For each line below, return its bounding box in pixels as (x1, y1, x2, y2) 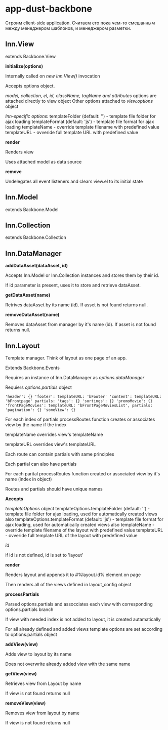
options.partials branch (5, 606, 54, 613)
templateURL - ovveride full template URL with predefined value (5, 129, 139, 135)
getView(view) (5, 671, 37, 676)
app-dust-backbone (5, 3, 93, 15)
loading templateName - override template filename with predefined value (5, 124, 159, 130)
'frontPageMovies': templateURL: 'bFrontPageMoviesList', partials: (5, 403, 153, 408)
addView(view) (5, 641, 38, 647)
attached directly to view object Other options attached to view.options (5, 98, 153, 104)
